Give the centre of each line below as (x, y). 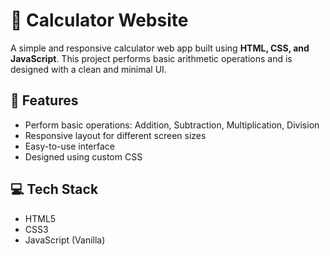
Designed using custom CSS (83, 156)
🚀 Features (44, 100)
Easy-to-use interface (70, 146)
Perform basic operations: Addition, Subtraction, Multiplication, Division (172, 125)
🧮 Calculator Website (99, 20)
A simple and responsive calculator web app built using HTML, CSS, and (160, 48)
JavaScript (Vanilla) (65, 240)
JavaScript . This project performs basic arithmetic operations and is (151, 58)
